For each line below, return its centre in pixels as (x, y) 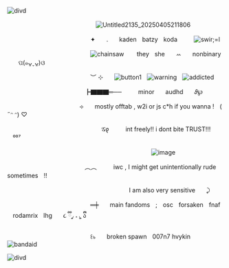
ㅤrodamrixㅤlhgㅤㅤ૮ (37, 215)
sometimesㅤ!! (27, 176)
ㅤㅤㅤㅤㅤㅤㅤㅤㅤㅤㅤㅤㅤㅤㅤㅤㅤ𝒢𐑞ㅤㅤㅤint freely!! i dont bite (96, 129)
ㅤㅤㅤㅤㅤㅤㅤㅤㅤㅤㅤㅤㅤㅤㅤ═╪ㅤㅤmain (65, 205)
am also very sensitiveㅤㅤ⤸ (171, 190)
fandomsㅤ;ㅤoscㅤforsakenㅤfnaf (173, 205)
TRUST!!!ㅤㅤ (204, 129)
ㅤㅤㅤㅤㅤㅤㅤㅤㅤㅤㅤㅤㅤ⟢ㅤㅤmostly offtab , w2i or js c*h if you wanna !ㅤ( (115, 106)
